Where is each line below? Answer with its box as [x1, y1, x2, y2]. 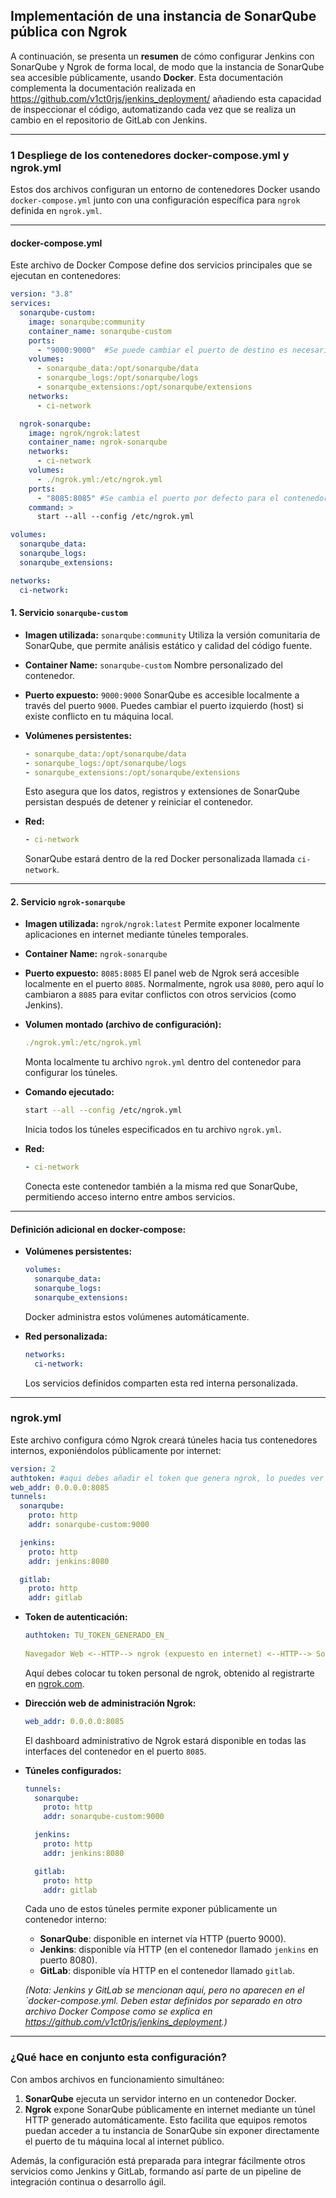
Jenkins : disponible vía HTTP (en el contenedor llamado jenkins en [39, 1944, 319, 1956]
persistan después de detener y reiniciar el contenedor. [24, 796, 253, 808]
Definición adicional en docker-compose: [10, 1223, 187, 1235]
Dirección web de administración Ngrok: [24, 1697, 197, 1709]
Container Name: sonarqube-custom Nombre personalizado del [24, 659, 283, 671]
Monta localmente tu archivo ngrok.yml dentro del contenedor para [24, 1056, 302, 1068]
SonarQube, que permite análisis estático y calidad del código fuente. [24, 639, 313, 651]
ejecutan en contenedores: [10, 270, 122, 282]
